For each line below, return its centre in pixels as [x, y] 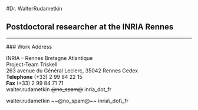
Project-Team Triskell [32, 64]
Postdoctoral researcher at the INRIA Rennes [90, 27]
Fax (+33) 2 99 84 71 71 [35, 83]
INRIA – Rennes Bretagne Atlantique [49, 58]
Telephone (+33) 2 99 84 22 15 [44, 76]
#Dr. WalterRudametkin [34, 9]
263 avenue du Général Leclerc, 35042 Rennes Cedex [72, 71]
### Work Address [29, 46]
